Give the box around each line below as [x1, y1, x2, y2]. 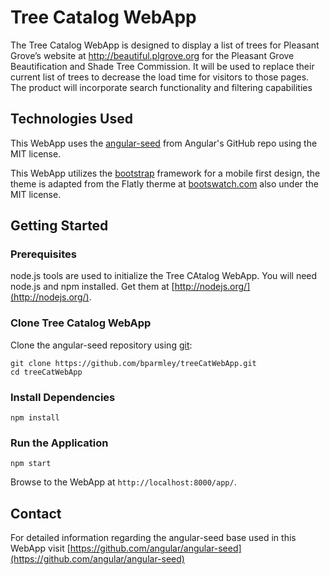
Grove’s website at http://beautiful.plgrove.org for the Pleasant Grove [10, 49, 295, 61]
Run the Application [10, 436, 109, 450]
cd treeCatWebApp [10, 367, 83, 377]
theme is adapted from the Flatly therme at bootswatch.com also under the [10, 177, 319, 190]
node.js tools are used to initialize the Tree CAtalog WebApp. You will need [10, 270, 318, 282]
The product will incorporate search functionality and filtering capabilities [10, 81, 313, 93]
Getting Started [10, 217, 109, 235]
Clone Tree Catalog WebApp [10, 316, 152, 330]
